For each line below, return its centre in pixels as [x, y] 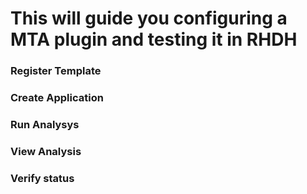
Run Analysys [45, 124]
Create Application [57, 98]
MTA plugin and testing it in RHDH [154, 39]
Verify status [42, 178]
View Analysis [46, 151]
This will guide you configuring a [149, 18]
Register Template [56, 71]
